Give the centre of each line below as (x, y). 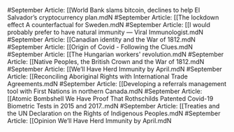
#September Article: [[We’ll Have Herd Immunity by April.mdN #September (115, 69)
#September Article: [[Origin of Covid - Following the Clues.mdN (100, 47)
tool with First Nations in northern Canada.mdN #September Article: (105, 91)
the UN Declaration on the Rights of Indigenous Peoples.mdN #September (114, 113)
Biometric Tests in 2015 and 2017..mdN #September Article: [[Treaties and (114, 106)
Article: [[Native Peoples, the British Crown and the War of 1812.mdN (106, 61)
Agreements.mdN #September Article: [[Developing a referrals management (117, 84)
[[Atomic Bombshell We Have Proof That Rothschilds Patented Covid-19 (110, 99)
